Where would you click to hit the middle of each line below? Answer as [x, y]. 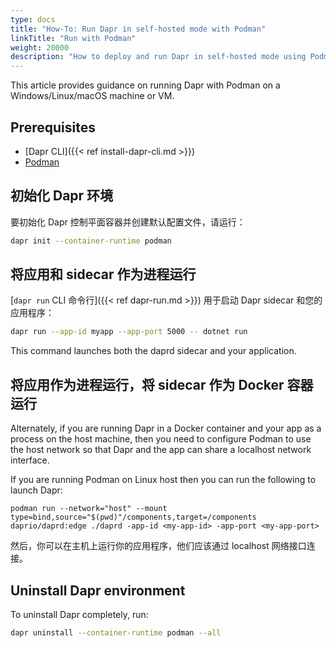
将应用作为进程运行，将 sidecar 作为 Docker [147, 384]
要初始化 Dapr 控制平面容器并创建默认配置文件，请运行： [128, 222]
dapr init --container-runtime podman [91, 241]
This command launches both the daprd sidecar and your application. [153, 351]
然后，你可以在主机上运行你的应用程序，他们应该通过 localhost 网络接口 [158, 546]
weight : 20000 [40, 47]
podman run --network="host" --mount [89, 509]
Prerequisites [53, 127]
